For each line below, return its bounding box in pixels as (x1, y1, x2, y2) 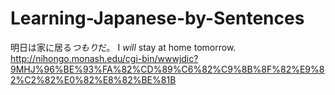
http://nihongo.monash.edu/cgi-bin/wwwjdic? (10, 52, 199, 64)
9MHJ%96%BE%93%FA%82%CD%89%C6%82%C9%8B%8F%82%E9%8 (10, 63, 325, 75)
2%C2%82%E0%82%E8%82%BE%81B (10, 73, 177, 86)
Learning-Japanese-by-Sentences (10, 7, 305, 30)
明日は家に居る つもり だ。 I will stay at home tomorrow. (10, 41, 237, 53)
